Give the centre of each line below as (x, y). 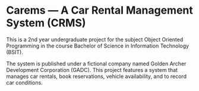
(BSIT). (15, 52)
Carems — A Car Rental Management (99, 10)
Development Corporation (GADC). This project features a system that (92, 70)
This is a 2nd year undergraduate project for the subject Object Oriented (95, 39)
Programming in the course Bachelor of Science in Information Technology (97, 46)
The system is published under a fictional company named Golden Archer (96, 64)
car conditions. (24, 82)
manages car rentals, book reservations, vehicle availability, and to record (97, 76)
